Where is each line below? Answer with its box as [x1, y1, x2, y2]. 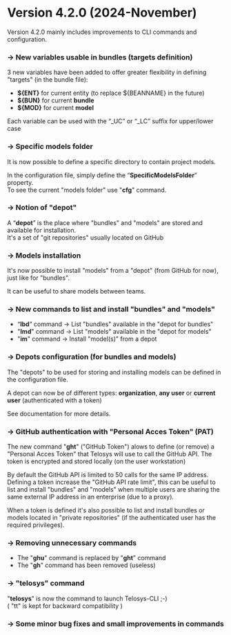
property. [7, 178, 34, 186]
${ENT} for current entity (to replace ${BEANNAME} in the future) [17, 89, 205, 98]
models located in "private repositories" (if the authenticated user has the [7, 514, 216, 522]
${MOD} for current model [17, 104, 94, 112]
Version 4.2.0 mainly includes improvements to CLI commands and [7, 28, 197, 36]
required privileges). [7, 521, 65, 529]
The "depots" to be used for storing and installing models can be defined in [7, 368, 221, 376]
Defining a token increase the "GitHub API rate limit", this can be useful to [7, 478, 216, 486]
